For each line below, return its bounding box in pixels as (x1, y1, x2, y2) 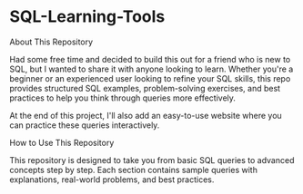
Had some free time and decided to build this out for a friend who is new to (9, 53, 291, 64)
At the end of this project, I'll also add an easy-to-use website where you (9, 110, 282, 121)
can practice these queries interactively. (9, 120, 160, 131)
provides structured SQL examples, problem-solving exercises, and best (9, 82, 280, 93)
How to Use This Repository (9, 137, 115, 148)
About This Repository (9, 36, 94, 47)
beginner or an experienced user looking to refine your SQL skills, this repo (9, 73, 291, 83)
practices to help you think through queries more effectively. (9, 92, 237, 103)
